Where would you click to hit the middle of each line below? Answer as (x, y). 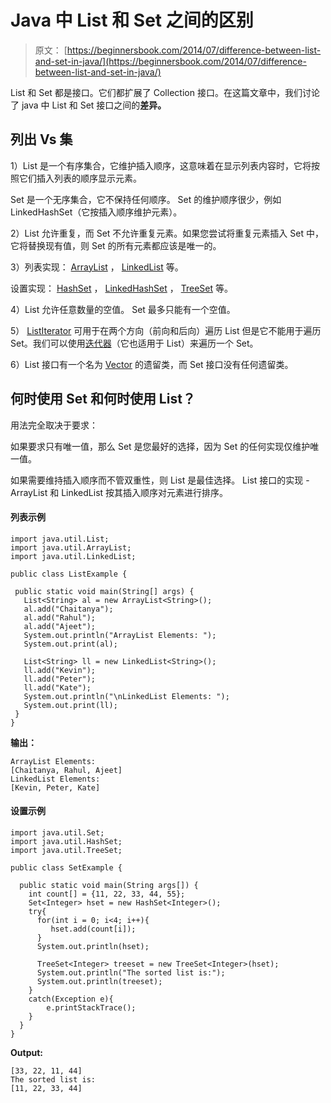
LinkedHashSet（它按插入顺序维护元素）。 (96, 212)
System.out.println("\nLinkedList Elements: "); (126, 696)
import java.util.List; (60, 539)
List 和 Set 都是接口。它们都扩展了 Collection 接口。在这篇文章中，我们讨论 (165, 92)
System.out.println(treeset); (99, 981)
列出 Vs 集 (41, 139)
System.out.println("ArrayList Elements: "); (120, 635)
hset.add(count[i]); (93, 929)
